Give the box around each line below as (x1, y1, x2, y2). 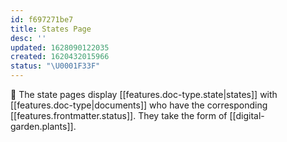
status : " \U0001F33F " (10, 61, 101, 71)
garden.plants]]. (10, 121, 77, 132)
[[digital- (229, 110, 265, 121)
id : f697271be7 (10, 14, 74, 25)
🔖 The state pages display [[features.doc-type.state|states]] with (10, 89, 278, 100)
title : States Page (10, 24, 92, 34)
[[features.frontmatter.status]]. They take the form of (10, 110, 228, 121)
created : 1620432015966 (10, 52, 110, 62)
